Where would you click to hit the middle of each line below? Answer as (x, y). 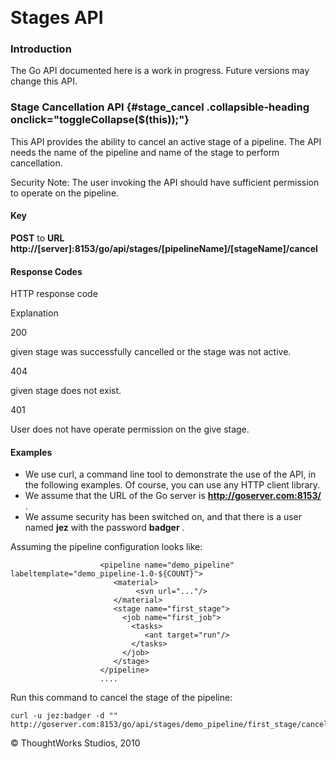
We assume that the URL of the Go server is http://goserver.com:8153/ (173, 496)
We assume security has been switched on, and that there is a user (163, 517)
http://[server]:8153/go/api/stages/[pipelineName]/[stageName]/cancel (164, 248)
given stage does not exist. (66, 391)
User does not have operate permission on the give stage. (130, 429)
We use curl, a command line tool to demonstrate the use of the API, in (170, 474)
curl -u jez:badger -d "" (64, 716)
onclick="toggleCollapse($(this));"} (100, 120)
